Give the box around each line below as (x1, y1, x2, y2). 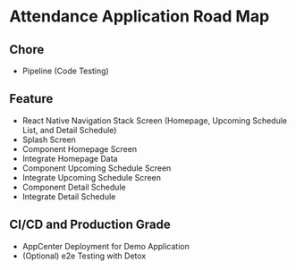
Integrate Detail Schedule (21, 190, 116, 202)
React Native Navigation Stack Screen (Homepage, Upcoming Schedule (21, 114, 288, 126)
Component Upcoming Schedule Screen (21, 163, 172, 173)
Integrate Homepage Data (21, 153, 118, 164)
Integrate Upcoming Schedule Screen (21, 172, 161, 182)
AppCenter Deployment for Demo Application (21, 240, 190, 251)
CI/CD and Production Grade (9, 217, 172, 232)
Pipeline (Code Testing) (21, 65, 109, 76)
